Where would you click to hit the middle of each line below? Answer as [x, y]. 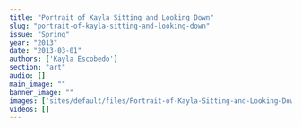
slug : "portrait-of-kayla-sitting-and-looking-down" [110, 26]
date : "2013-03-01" [46, 51]
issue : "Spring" [39, 34]
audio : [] [28, 76]
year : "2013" [34, 42]
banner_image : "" [42, 92]
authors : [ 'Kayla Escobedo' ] [64, 59]
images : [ [28, 101]
